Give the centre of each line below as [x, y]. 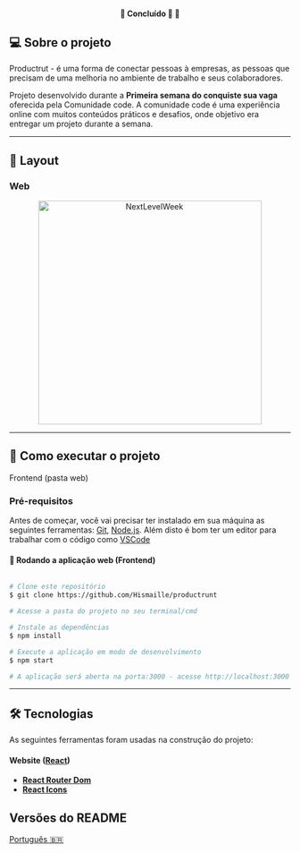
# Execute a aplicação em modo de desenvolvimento [105, 652]
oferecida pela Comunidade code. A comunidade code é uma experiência [145, 105]
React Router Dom [57, 780]
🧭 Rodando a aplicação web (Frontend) [83, 559]
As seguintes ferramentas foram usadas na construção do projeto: [131, 740]
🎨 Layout [34, 161]
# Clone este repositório [57, 587]
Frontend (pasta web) [49, 478]
